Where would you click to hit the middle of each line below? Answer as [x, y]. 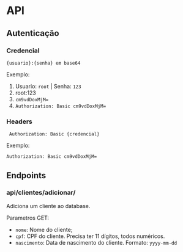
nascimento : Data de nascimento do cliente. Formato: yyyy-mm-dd [96, 242]
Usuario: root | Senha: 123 [48, 86]
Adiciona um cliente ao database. [48, 206]
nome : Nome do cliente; [44, 229]
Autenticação [33, 33]
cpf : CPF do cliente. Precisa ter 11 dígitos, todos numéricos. [90, 236]
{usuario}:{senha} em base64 [43, 63]
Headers [19, 121]
